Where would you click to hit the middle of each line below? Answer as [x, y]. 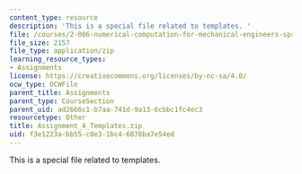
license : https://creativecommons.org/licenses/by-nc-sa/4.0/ [128, 76]
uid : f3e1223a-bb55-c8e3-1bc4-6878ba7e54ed [92, 135]
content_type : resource [54, 17]
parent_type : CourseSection [62, 101]
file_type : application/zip [62, 51]
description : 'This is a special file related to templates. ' [130, 26]
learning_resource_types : [58, 59]
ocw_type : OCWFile [44, 84]
